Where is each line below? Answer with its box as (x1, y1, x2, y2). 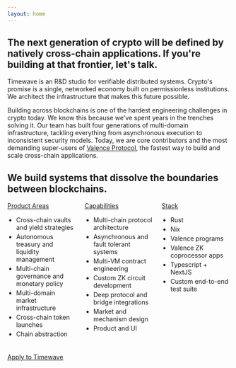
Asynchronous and (93, 233, 148, 241)
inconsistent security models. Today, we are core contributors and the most (7, 136, 228, 145)
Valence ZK (170, 243, 204, 252)
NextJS (170, 268, 192, 277)
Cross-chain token (16, 313, 71, 322)
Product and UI (93, 324, 138, 333)
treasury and (16, 240, 54, 248)
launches (16, 321, 43, 329)
